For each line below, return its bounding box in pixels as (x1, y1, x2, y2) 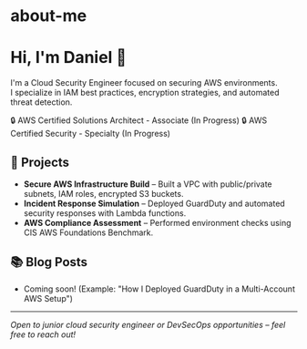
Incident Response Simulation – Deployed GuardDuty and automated (23, 198, 285, 209)
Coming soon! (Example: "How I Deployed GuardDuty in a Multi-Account (23, 283, 295, 294)
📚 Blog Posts (10, 254, 88, 270)
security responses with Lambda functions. (23, 207, 187, 219)
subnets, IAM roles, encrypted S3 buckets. (23, 188, 184, 199)
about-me (10, 5, 87, 26)
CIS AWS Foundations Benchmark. (23, 227, 154, 238)
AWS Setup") (23, 293, 74, 303)
